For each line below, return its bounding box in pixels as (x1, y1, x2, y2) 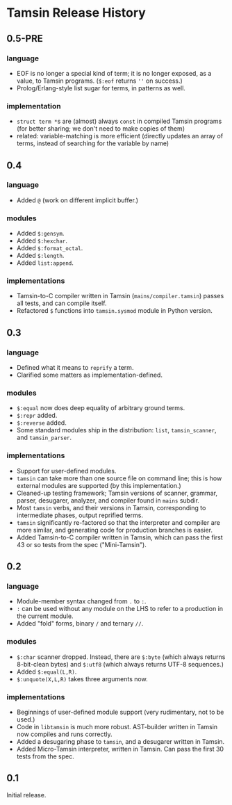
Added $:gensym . (16, 229, 65, 238)
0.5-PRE (6, 33, 43, 44)
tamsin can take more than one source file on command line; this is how (16, 474, 222, 482)
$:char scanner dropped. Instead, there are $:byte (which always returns (16, 652, 226, 661)
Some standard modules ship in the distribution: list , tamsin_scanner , (16, 426, 217, 434)
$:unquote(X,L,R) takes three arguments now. (16, 674, 148, 683)
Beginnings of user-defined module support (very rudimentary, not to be (16, 708, 224, 717)
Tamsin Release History (6, 5, 147, 21)
